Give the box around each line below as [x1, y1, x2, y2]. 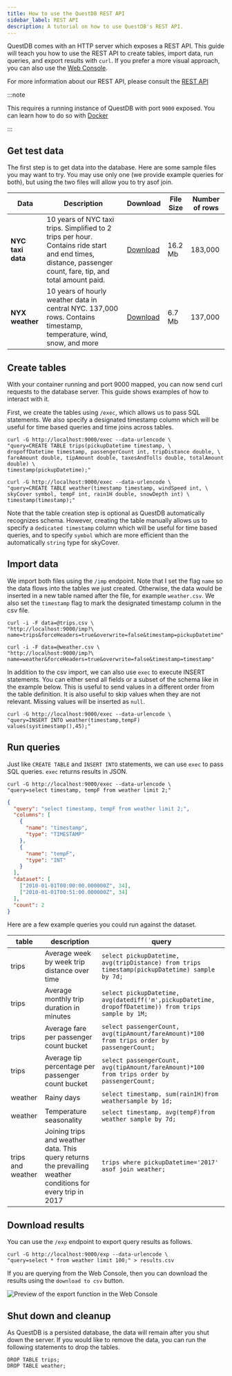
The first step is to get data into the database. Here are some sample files [7, 163, 216, 171]
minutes [44, 1012, 71, 1021]
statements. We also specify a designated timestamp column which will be [7, 416, 220, 424]
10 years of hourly [46, 286, 107, 296]
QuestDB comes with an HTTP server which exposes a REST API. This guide [7, 42, 224, 50]
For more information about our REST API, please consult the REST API [7, 77, 209, 86]
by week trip [44, 957, 85, 967]
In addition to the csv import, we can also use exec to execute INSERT [7, 668, 206, 676]
